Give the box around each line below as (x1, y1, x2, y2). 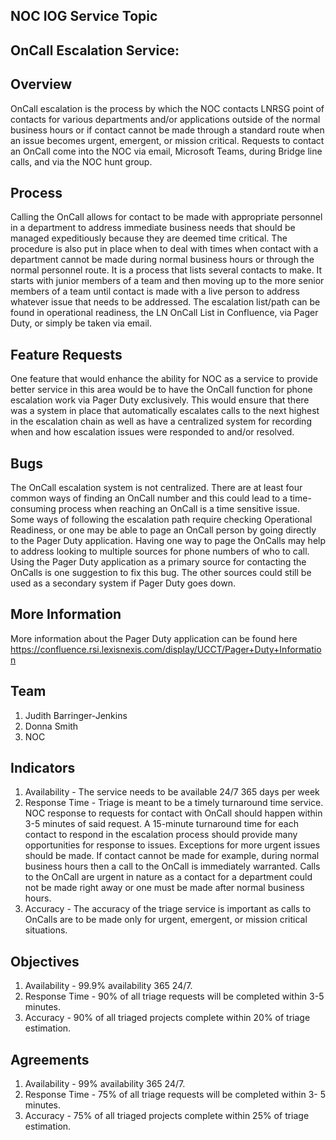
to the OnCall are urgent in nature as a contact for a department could (24, 871, 313, 883)
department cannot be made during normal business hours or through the (10, 254, 315, 266)
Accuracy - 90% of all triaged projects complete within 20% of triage (24, 1012, 311, 1024)
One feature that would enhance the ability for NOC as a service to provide (10, 373, 318, 385)
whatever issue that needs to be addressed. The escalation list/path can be (10, 296, 321, 308)
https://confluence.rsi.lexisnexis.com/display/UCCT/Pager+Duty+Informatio (10, 643, 322, 655)
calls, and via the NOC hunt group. (10, 155, 153, 168)
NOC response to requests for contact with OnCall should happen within (24, 807, 323, 819)
